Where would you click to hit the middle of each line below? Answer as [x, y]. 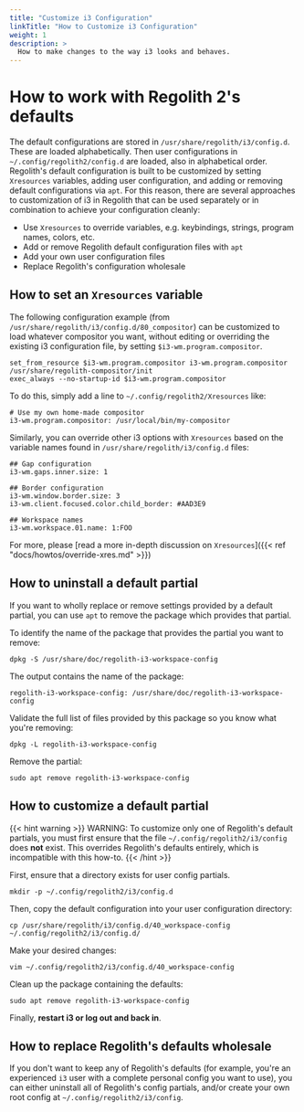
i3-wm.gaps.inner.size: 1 [58, 471]
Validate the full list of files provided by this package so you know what [143, 717]
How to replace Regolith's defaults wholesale [141, 1046]
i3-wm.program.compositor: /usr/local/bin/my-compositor [120, 420]
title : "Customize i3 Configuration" [81, 18]
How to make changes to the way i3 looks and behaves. [124, 52]
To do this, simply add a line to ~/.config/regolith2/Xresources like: [138, 396]
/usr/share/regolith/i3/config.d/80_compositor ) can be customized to [145, 326]
